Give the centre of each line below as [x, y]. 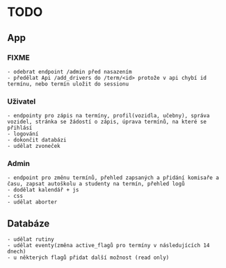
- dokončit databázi [37, 140]
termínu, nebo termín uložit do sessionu [68, 84]
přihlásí [20, 128]
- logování [23, 134]
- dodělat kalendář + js [43, 190]
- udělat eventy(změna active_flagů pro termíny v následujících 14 [108, 246]
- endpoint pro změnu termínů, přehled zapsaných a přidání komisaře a [113, 178]
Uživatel [22, 101]
